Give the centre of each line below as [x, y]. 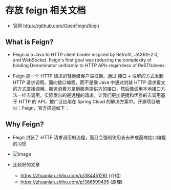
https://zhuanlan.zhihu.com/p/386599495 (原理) [71, 182]
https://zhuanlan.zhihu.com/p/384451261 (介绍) [71, 175]
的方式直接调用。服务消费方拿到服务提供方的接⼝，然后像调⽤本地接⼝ [87, 89]
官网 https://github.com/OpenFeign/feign [56, 26]
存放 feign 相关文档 [46, 10]
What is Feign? [29, 42]
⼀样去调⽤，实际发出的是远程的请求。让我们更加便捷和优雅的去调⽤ [89, 95]
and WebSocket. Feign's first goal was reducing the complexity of [82, 60]
